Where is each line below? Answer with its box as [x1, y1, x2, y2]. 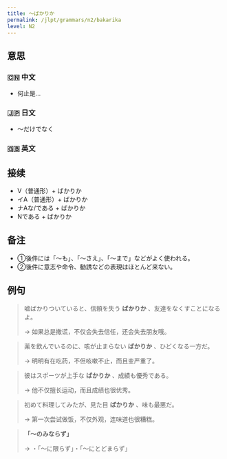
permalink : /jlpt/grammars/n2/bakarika [7, 16, 122, 23]
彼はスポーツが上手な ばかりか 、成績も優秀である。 [23, 371, 173, 379]
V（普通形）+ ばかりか [17, 187, 82, 195]
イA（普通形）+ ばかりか [17, 195, 88, 203]
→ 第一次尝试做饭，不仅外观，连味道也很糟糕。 [23, 415, 159, 423]
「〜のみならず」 [23, 429, 73, 438]
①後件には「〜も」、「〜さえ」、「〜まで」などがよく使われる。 [17, 254, 194, 262]
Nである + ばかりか [17, 212, 72, 221]
